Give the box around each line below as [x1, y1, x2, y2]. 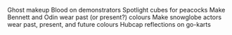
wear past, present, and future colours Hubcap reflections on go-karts [7, 21, 211, 28]
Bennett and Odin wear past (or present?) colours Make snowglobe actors [7, 13, 222, 21]
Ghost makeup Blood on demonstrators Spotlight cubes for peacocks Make [7, 6, 226, 14]
